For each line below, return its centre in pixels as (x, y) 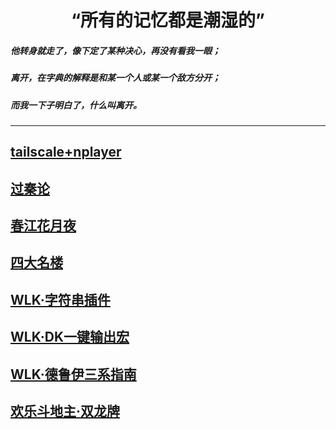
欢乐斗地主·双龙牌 (65, 411)
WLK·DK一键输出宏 (70, 337)
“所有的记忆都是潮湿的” (167, 20)
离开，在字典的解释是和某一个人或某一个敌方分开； (115, 78)
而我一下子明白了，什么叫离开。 (76, 105)
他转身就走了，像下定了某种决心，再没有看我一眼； (115, 50)
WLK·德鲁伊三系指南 (73, 374)
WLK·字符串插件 (60, 299)
